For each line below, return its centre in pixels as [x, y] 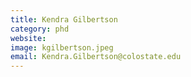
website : [28, 38]
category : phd [40, 29]
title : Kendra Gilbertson [64, 19]
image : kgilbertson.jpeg [62, 47]
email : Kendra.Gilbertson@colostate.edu [96, 57]
